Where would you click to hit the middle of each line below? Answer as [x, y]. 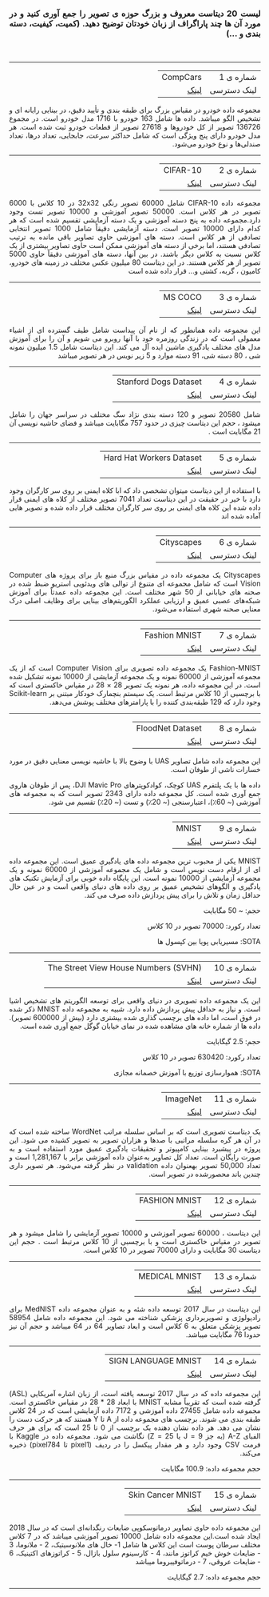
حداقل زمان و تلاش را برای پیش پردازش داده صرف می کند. [172, 895]
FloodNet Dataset [169, 728]
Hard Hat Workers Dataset [152, 458]
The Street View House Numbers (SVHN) [125, 968]
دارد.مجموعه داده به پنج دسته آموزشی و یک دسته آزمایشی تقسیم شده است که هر [135, 220]
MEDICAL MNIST [170, 1276]
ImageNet [183, 1099]
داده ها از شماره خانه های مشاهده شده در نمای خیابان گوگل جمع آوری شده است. [140, 1026]
